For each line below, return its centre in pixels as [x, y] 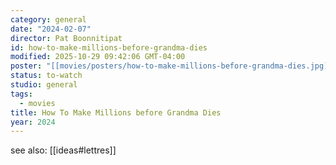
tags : [21, 94]
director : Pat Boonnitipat [66, 38]
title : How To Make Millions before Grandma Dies [116, 112]
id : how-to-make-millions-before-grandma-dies [109, 47]
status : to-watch [46, 76]
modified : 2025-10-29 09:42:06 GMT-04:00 [98, 57]
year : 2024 [33, 122]
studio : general [44, 85]
